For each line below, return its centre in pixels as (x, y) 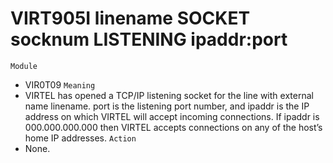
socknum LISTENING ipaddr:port (149, 39)
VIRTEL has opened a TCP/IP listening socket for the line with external (169, 95)
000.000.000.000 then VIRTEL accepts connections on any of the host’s (173, 127)
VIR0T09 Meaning (60, 84)
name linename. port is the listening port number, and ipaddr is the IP (167, 106)
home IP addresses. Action (80, 138)
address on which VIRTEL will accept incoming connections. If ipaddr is (172, 116)
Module (24, 66)
